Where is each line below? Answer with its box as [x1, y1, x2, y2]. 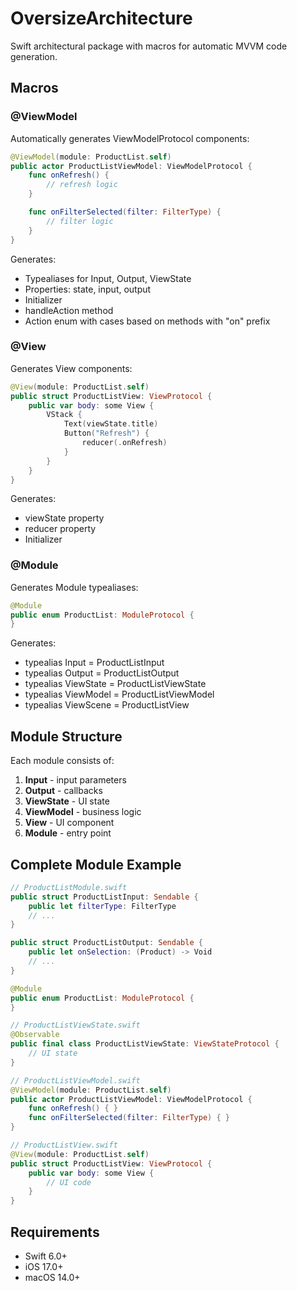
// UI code [46, 1177, 92, 1187]
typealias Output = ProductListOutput [24, 667, 180, 679]
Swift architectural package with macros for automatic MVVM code [10, 40, 288, 52]
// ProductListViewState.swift [10, 1020, 141, 1031]
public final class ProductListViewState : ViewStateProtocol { [10, 1039, 280, 1049]
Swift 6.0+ [24, 1250, 68, 1262]
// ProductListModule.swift [10, 882, 128, 892]
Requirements [10, 1223, 100, 1241]
